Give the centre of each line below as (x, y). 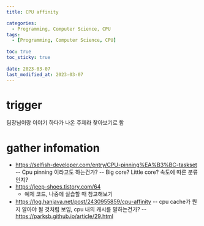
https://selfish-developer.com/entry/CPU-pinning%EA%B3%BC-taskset (106, 165)
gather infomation (53, 148)
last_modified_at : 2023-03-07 (45, 74)
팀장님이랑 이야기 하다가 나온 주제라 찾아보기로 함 (65, 123)
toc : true (19, 52)
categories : (21, 23)
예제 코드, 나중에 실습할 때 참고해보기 (69, 194)
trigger (24, 105)
